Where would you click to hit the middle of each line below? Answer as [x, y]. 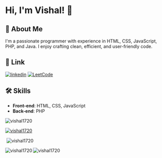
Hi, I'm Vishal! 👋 [39, 10]
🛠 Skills [18, 91]
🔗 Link [15, 62]
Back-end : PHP [29, 111]
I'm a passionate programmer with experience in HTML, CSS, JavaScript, [81, 41]
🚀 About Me [24, 29]
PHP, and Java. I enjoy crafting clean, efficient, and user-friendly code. [79, 46]
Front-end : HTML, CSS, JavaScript [49, 106]
